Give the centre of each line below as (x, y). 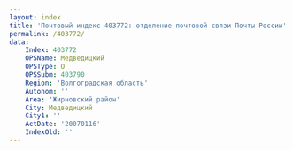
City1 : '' (43, 116)
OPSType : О (45, 67)
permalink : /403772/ (47, 34)
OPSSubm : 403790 (55, 75)
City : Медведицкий (59, 108)
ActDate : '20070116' (63, 124)
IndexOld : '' (49, 132)
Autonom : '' (47, 91)
